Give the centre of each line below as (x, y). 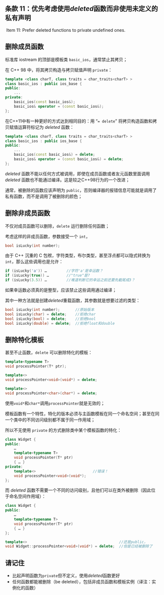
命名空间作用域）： (27, 497)
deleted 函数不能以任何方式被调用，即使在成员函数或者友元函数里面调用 (78, 173)
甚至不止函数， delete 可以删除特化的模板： (49, 353)
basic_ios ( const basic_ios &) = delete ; (55, 155)
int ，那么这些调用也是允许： (34, 262)
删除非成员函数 (28, 213)
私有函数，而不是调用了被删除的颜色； (44, 196)
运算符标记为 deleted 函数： (46, 127)
